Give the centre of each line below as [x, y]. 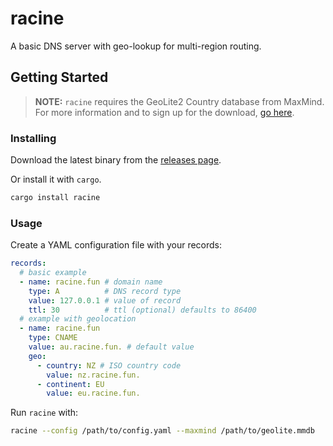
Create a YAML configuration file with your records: [116, 245]
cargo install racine [55, 198]
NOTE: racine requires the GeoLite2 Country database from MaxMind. [179, 101]
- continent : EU [70, 384]
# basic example [53, 273]
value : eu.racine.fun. [93, 393]
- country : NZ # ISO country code [109, 365]
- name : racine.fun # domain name [91, 282]
